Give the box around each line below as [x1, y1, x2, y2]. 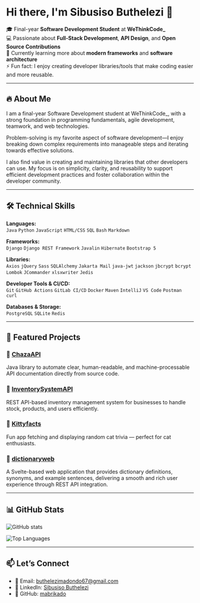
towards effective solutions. [6, 146, 74, 154]
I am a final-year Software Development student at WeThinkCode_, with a [6, 110, 186, 117]
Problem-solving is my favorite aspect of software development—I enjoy [6, 134, 184, 141]
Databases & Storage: [6, 303, 61, 310]
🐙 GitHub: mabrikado [14, 590, 67, 597]
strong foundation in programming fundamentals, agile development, [6, 116, 175, 123]
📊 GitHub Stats [6, 504, 64, 515]
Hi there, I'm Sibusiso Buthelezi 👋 [6, 5, 174, 19]
